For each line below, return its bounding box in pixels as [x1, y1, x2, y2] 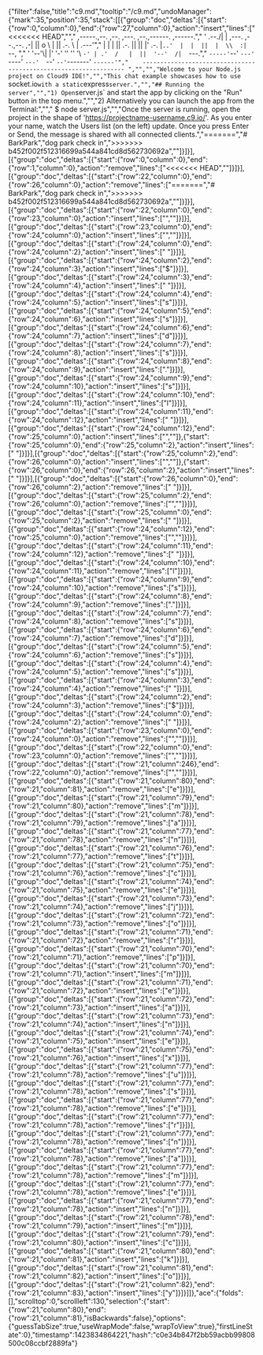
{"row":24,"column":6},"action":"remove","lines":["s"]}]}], [8, 650, 194, 659]
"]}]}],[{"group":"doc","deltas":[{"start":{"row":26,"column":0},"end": [15, 474, 239, 483]
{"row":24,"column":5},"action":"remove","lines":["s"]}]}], [8, 667, 194, 676]
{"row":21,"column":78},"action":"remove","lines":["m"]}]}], [8, 1171, 199, 1180]
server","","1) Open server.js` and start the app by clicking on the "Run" [8, 88, 243, 97]
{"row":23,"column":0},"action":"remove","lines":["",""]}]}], [8, 751, 198, 760]
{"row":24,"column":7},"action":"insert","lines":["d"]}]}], [8, 331, 188, 341]
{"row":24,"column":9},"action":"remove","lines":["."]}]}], [8, 600, 191, 609]
